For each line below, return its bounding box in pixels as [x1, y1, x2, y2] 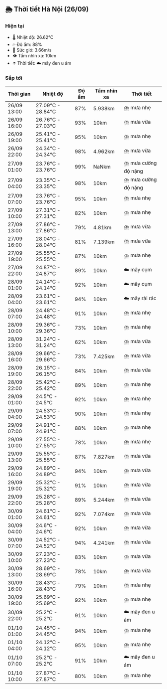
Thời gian [7, 90, 31, 97]
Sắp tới [5, 74, 22, 81]
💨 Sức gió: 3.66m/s [12, 47, 52, 53]
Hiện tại [5, 22, 24, 29]
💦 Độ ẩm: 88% [12, 41, 42, 47]
